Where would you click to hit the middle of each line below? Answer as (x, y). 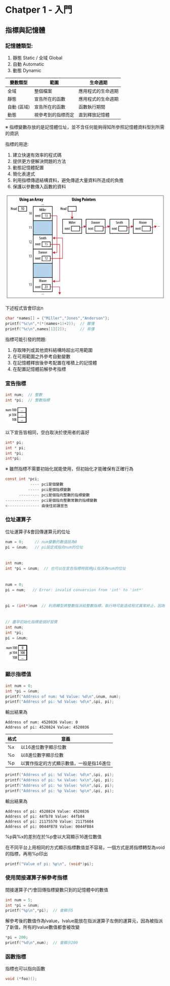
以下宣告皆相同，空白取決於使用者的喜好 (47, 432)
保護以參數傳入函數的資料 (39, 186)
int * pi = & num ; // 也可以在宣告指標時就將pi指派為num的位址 (66, 569)
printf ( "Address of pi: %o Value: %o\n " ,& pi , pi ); (60, 785)
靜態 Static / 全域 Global (37, 58)
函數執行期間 (92, 107)
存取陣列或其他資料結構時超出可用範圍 (52, 350)
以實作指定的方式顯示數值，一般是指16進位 (66, 763)
